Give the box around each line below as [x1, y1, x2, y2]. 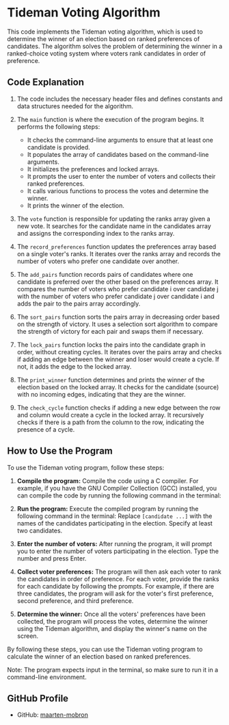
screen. [16, 632, 39, 640]
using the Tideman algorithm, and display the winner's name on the [16, 624, 207, 632]
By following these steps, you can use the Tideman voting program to [7, 645, 203, 653]
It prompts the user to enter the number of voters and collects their [27, 172, 216, 180]
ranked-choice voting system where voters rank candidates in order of [7, 49, 206, 58]
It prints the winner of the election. [27, 201, 125, 210]
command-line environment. [7, 673, 87, 681]
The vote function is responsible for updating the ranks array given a [16, 214, 211, 223]
